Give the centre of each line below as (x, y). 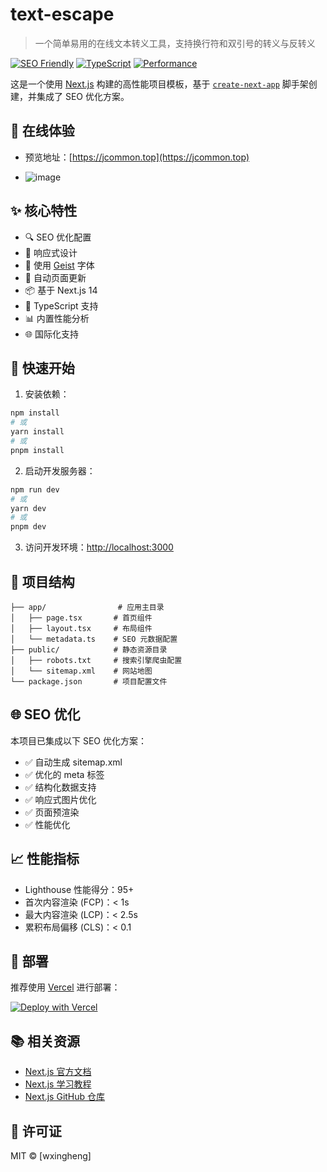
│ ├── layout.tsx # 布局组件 (81, 628)
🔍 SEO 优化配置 (58, 237)
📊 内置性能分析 (57, 318)
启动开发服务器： (60, 470)
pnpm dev (28, 527)
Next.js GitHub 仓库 (65, 1097)
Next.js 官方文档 (58, 1072)
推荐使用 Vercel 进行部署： (65, 987)
